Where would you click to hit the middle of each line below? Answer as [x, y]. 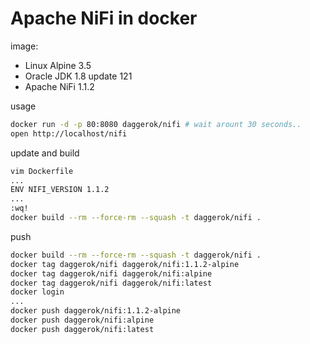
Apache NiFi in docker [104, 18]
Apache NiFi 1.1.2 [59, 86]
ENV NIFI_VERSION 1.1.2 [60, 190]
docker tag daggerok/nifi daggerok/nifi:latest [111, 283]
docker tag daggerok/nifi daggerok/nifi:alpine [111, 273]
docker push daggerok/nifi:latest [82, 329]
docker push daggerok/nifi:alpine [82, 320]
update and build [45, 153]
